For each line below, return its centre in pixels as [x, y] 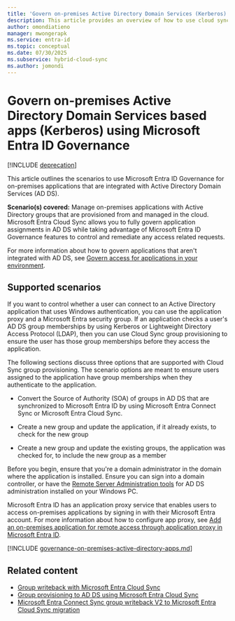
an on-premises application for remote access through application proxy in [115, 528]
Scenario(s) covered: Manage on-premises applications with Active [106, 207]
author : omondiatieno [39, 27]
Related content [43, 570]
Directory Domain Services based [107, 115]
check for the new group [53, 434]
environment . [26, 265]
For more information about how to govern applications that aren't [102, 251]
